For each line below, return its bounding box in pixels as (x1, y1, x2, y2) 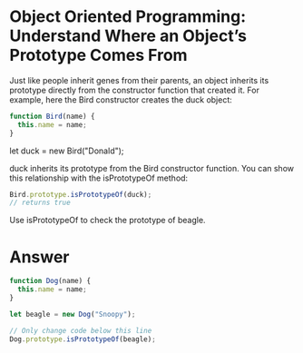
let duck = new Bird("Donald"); (9, 145, 124, 156)
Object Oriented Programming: (9, 6, 247, 27)
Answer (9, 247, 70, 267)
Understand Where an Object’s (9, 25, 248, 46)
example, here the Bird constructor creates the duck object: (9, 93, 233, 105)
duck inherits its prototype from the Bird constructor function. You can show (9, 162, 295, 173)
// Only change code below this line (9, 326, 152, 335)
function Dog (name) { (9, 277, 92, 286)
